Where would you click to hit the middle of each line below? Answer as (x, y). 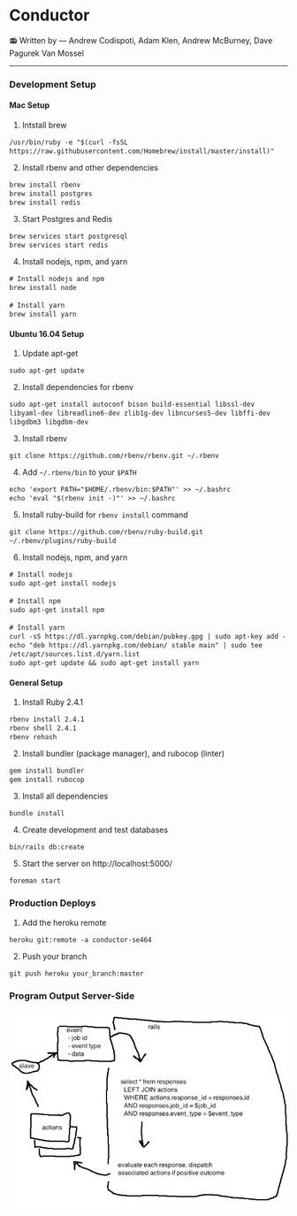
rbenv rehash (33, 738)
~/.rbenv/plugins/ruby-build (63, 541)
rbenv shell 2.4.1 (43, 729)
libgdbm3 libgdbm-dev (49, 422)
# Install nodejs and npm (57, 279)
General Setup (36, 683)
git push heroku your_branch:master (76, 974)
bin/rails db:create (47, 847)
